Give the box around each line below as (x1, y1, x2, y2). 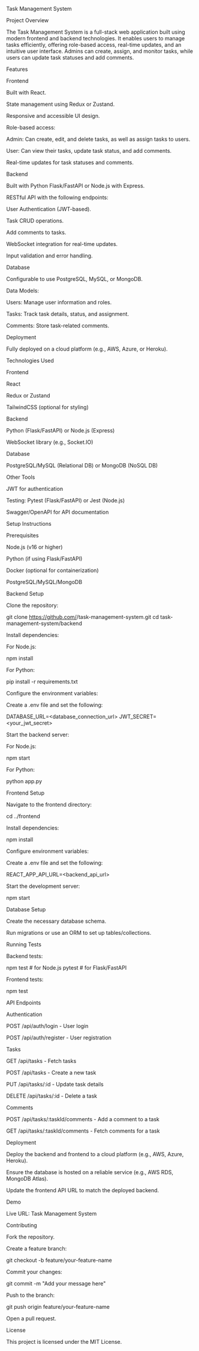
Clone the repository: (6, 602, 59, 609)
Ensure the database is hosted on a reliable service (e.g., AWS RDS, (6, 1169, 174, 1175)
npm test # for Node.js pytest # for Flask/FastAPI (6, 964, 127, 971)
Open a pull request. (6, 1315, 57, 1322)
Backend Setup (6, 590, 44, 597)
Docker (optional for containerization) (6, 567, 99, 574)
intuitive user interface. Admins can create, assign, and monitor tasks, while (6, 48, 194, 55)
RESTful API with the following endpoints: (6, 194, 109, 201)
